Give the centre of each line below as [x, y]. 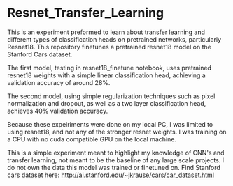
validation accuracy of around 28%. [59, 82]
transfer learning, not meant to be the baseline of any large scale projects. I [116, 160]
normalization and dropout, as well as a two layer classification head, [107, 103]
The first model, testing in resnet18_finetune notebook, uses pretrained [110, 68]
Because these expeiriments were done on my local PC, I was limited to [110, 124]
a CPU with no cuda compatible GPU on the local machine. [92, 139]
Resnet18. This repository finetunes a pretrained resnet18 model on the [109, 47]
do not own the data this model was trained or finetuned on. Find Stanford [114, 167]
